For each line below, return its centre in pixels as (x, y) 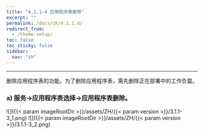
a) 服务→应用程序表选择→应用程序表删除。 (69, 98)
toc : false (20, 40)
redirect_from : (25, 29)
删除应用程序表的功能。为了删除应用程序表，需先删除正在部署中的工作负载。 (102, 81)
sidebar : (17, 52)
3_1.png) (17, 118)
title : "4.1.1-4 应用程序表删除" (45, 12)
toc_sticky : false (29, 46)
